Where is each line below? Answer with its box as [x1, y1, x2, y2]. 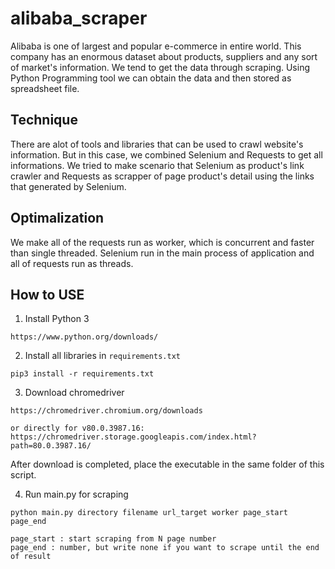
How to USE [10, 286, 85, 303]
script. [10, 469, 37, 481]
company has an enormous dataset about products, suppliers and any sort [10, 50, 318, 62]
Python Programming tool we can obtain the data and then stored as [10, 72, 292, 84]
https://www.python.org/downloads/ [10, 332, 159, 342]
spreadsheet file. [10, 82, 80, 94]
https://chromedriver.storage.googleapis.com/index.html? [10, 432, 257, 442]
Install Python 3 [24, 313, 90, 325]
